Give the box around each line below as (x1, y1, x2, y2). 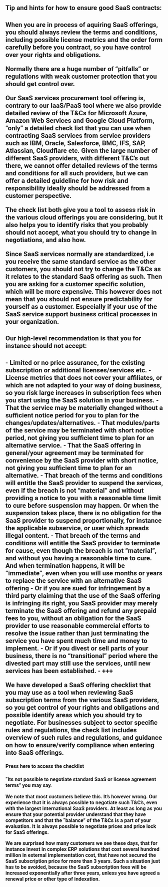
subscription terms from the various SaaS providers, (5, 696, 159, 704)
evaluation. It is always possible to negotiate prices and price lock (5, 823, 156, 829)
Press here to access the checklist (5, 763, 84, 770)
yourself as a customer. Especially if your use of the (5, 302, 157, 311)
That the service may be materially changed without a (5, 403, 163, 412)
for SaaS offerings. (5, 829, 49, 835)
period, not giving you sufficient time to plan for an (5, 433, 154, 442)
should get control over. (5, 80, 75, 88)
